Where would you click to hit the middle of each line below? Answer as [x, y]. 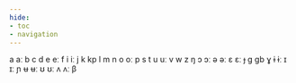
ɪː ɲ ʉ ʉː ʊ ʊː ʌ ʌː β [43, 69]
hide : [19, 17]
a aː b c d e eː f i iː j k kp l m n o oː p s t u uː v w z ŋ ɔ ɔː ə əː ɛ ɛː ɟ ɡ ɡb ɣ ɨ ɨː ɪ [148, 60]
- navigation [34, 34]
